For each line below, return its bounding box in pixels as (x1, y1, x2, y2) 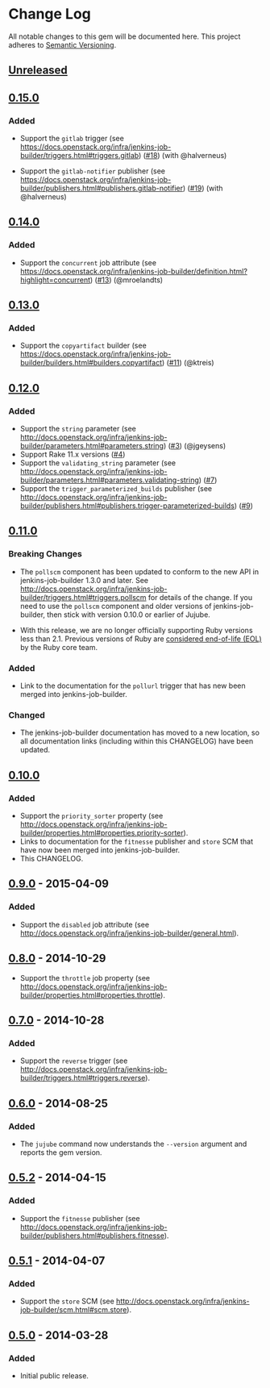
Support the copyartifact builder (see (19, 340, 147, 351)
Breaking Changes (8, 548, 83, 560)
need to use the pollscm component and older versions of (19, 601, 212, 611)
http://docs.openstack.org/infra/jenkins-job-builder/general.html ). (19, 928, 239, 938)
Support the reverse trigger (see (19, 1056, 128, 1065)
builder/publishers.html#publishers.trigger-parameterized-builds (19, 501, 235, 511)
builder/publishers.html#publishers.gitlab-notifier (19, 183, 184, 194)
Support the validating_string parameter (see (19, 458, 176, 468)
